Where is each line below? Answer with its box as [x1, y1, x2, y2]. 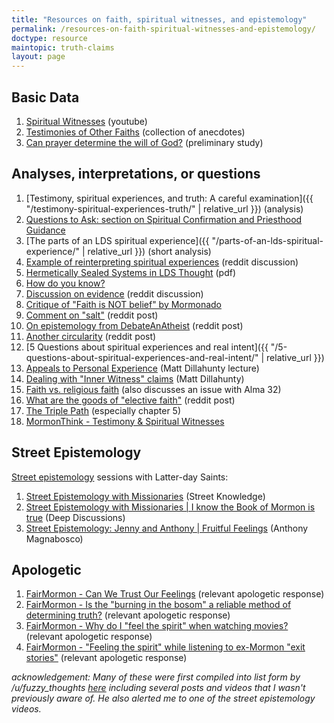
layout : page [11, 52, 66, 62]
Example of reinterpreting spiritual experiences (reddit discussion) [25, 256, 299, 268]
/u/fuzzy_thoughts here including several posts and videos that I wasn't [11, 682, 306, 694]
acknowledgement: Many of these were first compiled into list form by [11, 671, 301, 683]
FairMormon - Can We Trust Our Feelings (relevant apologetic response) [25, 588, 325, 600]
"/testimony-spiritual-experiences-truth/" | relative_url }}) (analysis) [25, 202, 304, 215]
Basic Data [11, 89, 80, 106]
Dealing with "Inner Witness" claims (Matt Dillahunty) [25, 372, 245, 385]
